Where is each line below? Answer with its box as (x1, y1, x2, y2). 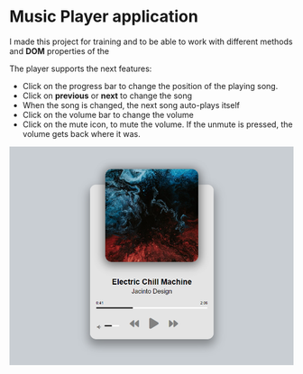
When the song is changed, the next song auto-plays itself (22, 99, 241, 110)
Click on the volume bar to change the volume (22, 109, 194, 120)
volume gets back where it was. (22, 128, 142, 139)
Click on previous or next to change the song (22, 90, 192, 101)
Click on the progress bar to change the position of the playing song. (22, 80, 279, 91)
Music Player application (9, 6, 198, 27)
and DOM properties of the (9, 45, 110, 56)
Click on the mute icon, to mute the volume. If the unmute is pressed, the (22, 119, 293, 130)
